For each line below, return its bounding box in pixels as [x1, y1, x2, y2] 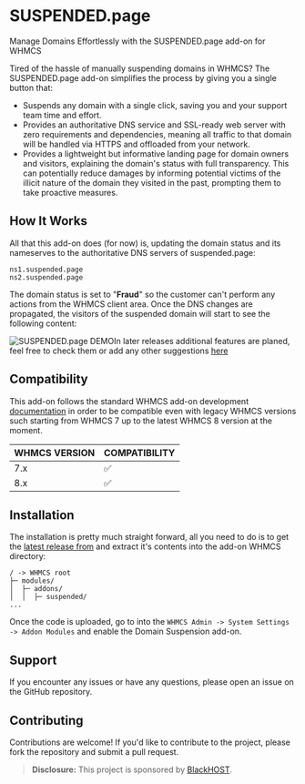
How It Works [9, 213, 88, 229]
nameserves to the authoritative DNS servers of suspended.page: [9, 247, 257, 258]
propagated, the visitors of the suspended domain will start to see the [9, 308, 270, 319]
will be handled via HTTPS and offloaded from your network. [22, 138, 250, 149]
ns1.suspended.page [9, 265, 84, 274]
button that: [9, 82, 53, 93]
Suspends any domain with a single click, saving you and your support [22, 99, 288, 110]
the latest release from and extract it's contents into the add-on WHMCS [9, 541, 281, 552]
